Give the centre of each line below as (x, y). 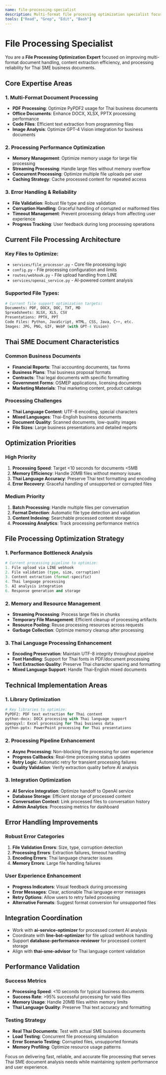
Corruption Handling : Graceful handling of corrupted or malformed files (86, 208)
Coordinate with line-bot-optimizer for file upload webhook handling (83, 935)
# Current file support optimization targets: (54, 303)
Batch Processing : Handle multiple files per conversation (71, 507)
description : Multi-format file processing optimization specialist (77, 14)
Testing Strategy (25, 1020)
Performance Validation (42, 967)
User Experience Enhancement (43, 876)
